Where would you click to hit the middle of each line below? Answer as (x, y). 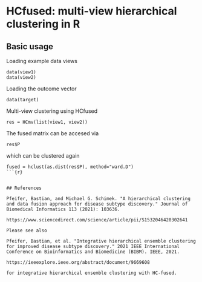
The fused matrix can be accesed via (53, 133)
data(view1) (21, 72)
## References (24, 188)
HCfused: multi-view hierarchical (92, 11)
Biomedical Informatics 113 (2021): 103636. (63, 209)
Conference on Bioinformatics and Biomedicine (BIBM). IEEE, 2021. (93, 252)
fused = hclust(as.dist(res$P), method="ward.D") (70, 167)
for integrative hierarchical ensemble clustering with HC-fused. (92, 273)
